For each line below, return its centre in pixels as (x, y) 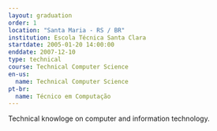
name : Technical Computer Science (72, 81)
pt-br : (19, 89)
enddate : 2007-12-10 (42, 52)
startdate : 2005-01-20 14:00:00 (61, 45)
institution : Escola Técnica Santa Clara (77, 37)
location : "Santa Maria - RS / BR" (67, 30)
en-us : (19, 74)
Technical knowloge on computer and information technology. (109, 118)
